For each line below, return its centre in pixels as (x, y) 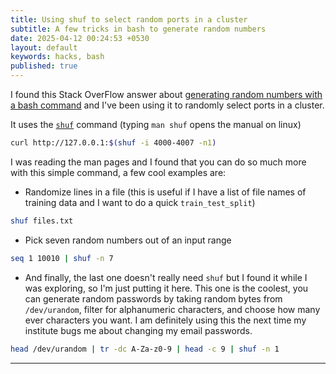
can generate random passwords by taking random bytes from (153, 298)
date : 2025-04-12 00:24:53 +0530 (80, 38)
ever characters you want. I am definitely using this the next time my (165, 320)
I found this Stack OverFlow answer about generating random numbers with (166, 94)
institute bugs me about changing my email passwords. (138, 330)
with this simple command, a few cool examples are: (118, 172)
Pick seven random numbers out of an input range (128, 240)
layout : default (44, 47)
